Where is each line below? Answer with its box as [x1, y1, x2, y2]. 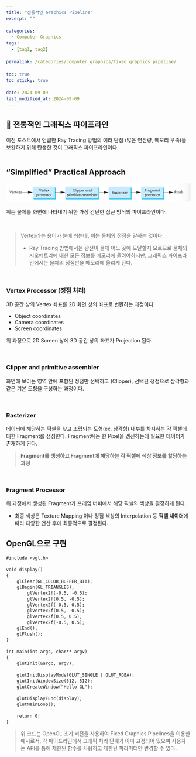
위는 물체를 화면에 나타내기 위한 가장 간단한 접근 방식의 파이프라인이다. [6, 208, 167, 215]
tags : [6, 40, 19, 46]
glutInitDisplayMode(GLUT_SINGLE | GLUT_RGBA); [16, 672, 135, 679]
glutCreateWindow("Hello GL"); [16, 684, 93, 690]
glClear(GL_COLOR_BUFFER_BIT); [16, 578, 93, 585]
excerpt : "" [6, 15, 35, 22]
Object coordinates [14, 313, 61, 320]
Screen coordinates [14, 325, 63, 332]
